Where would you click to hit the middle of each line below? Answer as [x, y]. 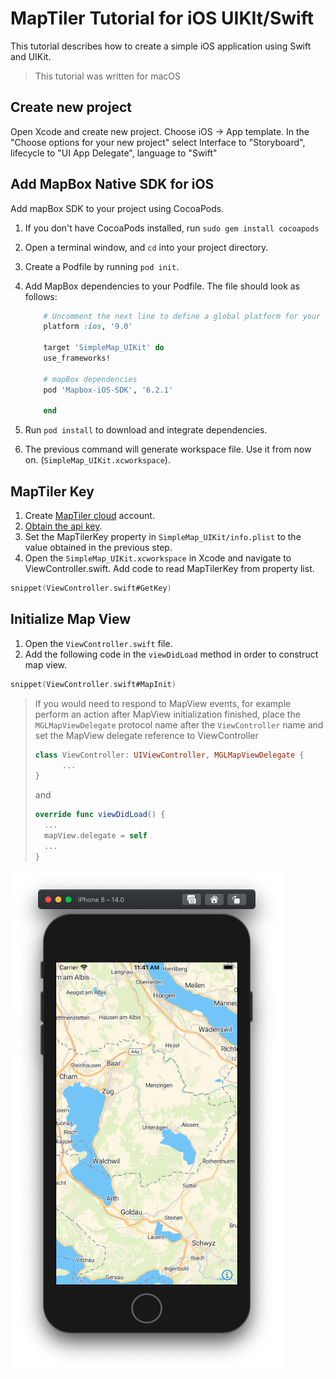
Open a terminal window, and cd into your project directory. [146, 247]
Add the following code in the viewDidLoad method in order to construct [171, 654]
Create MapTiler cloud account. [89, 516]
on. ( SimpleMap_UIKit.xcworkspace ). [97, 460]
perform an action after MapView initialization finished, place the [167, 714]
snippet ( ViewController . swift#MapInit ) [93, 684]
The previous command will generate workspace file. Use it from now [168, 449]
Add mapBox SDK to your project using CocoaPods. [117, 208]
